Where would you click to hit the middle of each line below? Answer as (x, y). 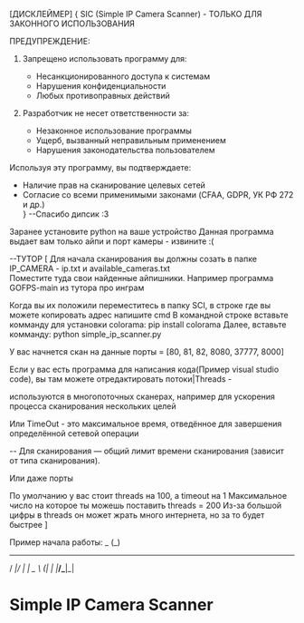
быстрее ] (28, 525)
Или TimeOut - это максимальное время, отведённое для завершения (146, 423)
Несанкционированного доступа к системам (123, 76)
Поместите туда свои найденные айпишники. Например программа (142, 278)
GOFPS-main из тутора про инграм (77, 287)
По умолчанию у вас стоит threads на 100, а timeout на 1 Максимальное (148, 496)
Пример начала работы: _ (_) (65, 542)
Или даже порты (42, 478)
